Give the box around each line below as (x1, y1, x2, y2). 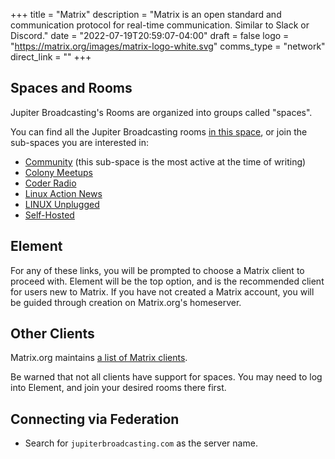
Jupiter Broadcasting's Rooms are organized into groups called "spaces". (10, 106, 313, 118)
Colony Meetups (24, 166, 93, 178)
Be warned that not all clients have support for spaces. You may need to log (10, 371, 323, 383)
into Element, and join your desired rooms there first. (10, 382, 227, 394)
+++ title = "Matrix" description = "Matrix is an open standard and (10, 9, 282, 20)
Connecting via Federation (10, 410, 180, 428)
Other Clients (10, 325, 95, 343)
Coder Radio (24, 177, 77, 189)
